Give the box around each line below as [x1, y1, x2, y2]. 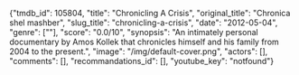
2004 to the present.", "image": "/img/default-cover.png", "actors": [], [9, 46, 268, 57]
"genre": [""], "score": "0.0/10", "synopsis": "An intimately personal [9, 27, 259, 37]
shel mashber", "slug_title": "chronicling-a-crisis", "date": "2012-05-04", [9, 17, 278, 28]
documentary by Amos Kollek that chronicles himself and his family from [9, 36, 280, 47]
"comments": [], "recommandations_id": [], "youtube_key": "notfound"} [9, 56, 274, 66]
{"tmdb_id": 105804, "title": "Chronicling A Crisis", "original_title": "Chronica [9, 8, 291, 18]
